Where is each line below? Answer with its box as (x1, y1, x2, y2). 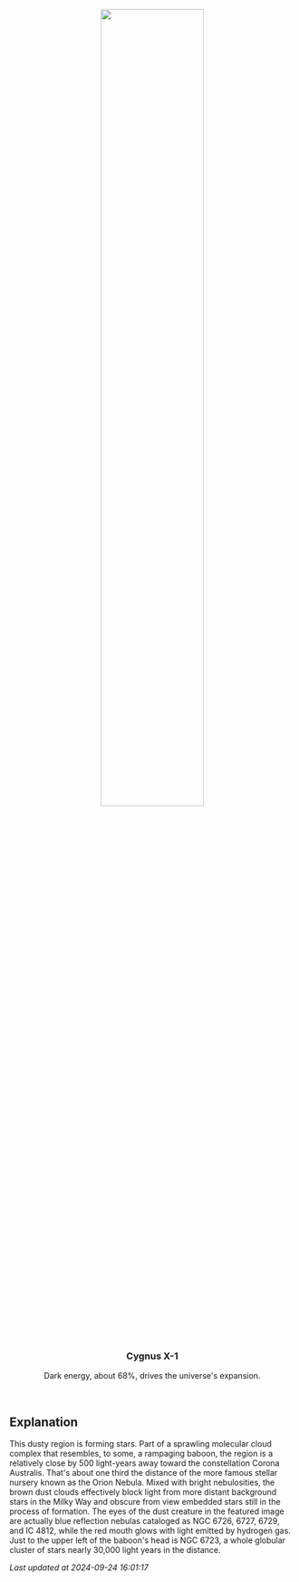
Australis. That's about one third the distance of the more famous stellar (9, 1468, 278, 1478)
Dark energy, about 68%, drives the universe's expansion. (43, 1370, 261, 1381)
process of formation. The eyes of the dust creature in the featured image (9, 1506, 285, 1517)
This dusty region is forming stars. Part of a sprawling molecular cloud (9, 1439, 272, 1449)
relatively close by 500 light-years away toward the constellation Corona (9, 1458, 280, 1468)
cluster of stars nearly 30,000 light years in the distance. (9, 1545, 221, 1556)
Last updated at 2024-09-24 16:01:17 (9, 1562, 149, 1573)
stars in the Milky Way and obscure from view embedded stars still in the (9, 1497, 281, 1508)
